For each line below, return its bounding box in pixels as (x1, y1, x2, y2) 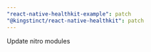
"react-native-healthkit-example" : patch (6, 10, 132, 18)
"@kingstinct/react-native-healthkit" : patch (6, 17, 144, 24)
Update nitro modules (6, 36, 71, 45)
